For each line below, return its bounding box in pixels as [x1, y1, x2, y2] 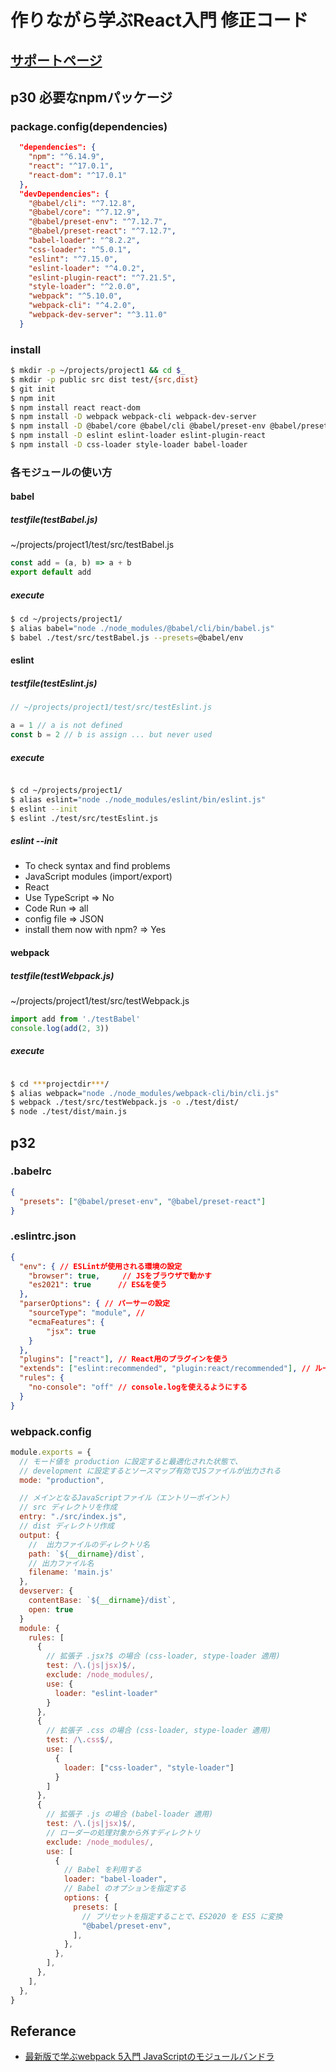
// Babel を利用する [63, 1865, 142, 1875]
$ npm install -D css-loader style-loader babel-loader [10, 440, 248, 450]
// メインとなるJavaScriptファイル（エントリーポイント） [19, 1493, 234, 1503]
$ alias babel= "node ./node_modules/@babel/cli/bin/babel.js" [10, 624, 275, 634]
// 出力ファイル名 [28, 1558, 95, 1568]
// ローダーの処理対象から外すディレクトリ [46, 1827, 201, 1838]
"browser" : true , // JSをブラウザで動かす [28, 1271, 212, 1281]
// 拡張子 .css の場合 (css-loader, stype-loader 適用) [46, 1726, 272, 1736]
